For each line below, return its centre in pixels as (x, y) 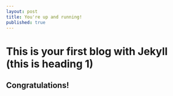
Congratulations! (38, 85)
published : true (26, 22)
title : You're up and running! (44, 17)
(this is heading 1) (50, 64)
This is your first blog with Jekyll (87, 51)
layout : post (22, 11)
